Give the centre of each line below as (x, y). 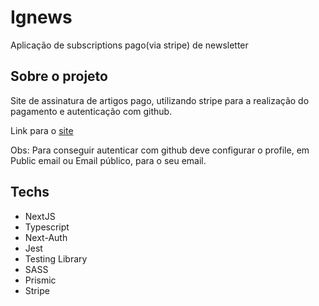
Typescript (47, 227)
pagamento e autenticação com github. (91, 111)
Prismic (40, 280)
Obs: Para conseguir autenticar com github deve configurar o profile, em (160, 150)
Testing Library (56, 258)
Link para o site (42, 130)
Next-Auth (46, 237)
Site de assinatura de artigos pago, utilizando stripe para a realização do (160, 100)
